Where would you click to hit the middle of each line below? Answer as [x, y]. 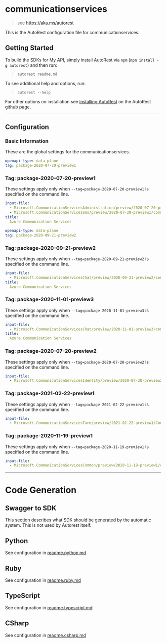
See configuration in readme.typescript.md [49, 607]
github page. [18, 107]
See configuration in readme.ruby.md [43, 580]
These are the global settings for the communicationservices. [68, 152]
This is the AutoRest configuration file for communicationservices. [72, 32]
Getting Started [29, 48]
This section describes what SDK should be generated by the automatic [78, 520]
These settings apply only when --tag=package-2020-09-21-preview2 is [77, 259]
